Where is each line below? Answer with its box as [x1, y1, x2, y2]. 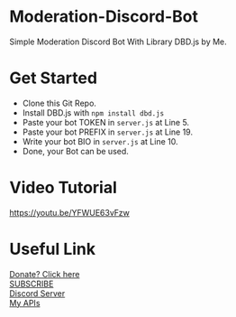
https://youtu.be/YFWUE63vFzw [9, 207, 131, 218]
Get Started [9, 68, 97, 89]
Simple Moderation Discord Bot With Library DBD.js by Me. [9, 36, 227, 47]
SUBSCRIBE [9, 278, 54, 289]
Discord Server [9, 287, 66, 299]
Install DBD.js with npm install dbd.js [22, 107, 165, 118]
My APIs [9, 297, 41, 308]
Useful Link [9, 239, 96, 259]
